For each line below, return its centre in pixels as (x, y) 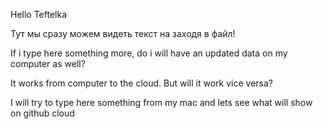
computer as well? (48, 63)
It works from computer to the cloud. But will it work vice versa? (141, 83)
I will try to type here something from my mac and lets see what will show (161, 102)
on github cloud (42, 113)
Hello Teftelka (39, 14)
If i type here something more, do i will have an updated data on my (149, 53)
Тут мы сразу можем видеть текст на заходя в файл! (123, 33)
